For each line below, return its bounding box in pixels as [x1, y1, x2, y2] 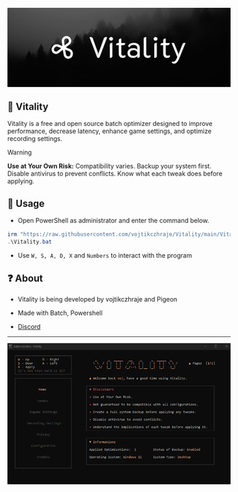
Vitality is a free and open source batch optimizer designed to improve [7, 120, 212, 128]
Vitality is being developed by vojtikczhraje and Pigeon [17, 294, 178, 303]
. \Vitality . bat [7, 239, 52, 246]
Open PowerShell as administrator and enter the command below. [17, 217, 210, 225]
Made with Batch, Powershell [17, 309, 103, 317]
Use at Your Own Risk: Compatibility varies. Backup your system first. [7, 162, 212, 171]
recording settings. [7, 135, 62, 143]
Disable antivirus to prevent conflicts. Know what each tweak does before [7, 169, 223, 178]
